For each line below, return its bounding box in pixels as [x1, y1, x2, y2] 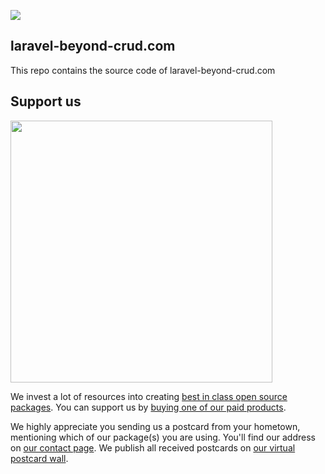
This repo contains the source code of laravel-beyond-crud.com [10, 64, 276, 76]
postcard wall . [10, 452, 69, 464]
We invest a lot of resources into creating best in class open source [10, 390, 288, 402]
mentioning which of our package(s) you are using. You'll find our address [10, 431, 316, 443]
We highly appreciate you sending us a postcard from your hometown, [10, 420, 301, 432]
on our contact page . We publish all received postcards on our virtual [10, 441, 296, 454]
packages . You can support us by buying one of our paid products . [10, 401, 287, 413]
